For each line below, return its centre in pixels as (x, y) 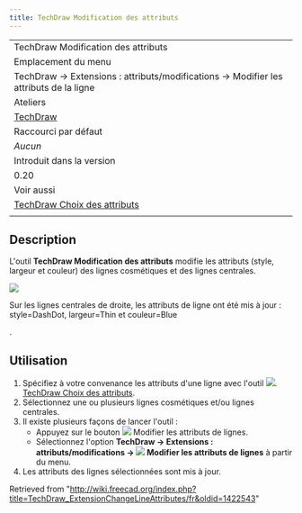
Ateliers (30, 102)
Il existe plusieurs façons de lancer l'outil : (100, 422)
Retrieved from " (40, 489)
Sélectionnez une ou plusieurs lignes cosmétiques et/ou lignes (138, 402)
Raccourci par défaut (58, 131)
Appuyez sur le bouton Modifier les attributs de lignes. (142, 432)
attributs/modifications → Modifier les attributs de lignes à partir (164, 453)
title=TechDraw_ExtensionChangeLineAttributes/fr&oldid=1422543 (133, 499)
